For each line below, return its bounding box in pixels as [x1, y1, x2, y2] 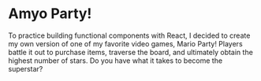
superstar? [8, 64, 43, 73]
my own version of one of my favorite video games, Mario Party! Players [8, 39, 243, 48]
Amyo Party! [8, 5, 92, 23]
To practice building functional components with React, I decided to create [8, 31, 251, 40]
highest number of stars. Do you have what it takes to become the [8, 56, 223, 65]
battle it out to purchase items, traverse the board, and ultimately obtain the [8, 47, 254, 57]
